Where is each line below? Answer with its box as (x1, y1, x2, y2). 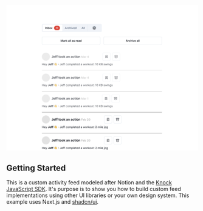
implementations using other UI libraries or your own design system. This (6, 192, 190, 199)
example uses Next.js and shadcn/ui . (6, 198, 99, 206)
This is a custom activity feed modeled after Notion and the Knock (6, 179, 172, 186)
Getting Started (6, 162, 66, 173)
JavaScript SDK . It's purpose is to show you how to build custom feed (6, 186, 181, 193)
